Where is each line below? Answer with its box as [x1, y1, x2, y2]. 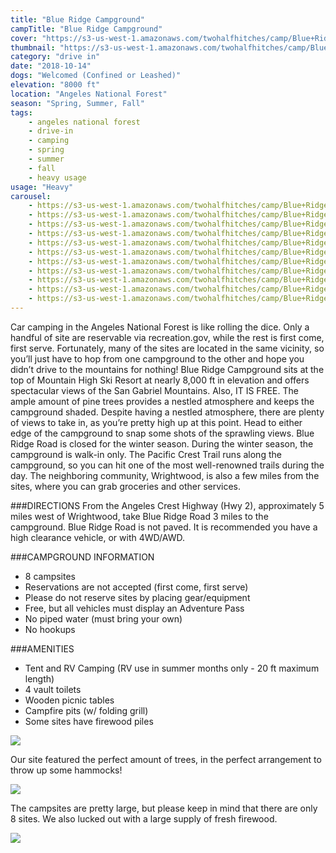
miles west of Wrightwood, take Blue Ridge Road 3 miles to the [10, 510, 269, 522]
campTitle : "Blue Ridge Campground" [10, 24, 163, 34]
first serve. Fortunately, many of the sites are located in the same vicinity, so [10, 342, 325, 354]
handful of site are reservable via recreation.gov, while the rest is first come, [10, 331, 325, 343]
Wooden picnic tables [24, 694, 115, 706]
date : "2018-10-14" [10, 61, 92, 71]
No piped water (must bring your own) [24, 612, 183, 625]
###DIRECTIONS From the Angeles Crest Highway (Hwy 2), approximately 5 [10, 499, 325, 511]
